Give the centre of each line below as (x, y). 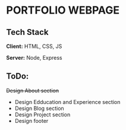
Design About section (33, 90)
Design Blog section (39, 108)
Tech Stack (27, 32)
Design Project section (42, 114)
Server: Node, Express (34, 58)
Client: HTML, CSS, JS (34, 46)
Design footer (31, 121)
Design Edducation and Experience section (67, 102)
